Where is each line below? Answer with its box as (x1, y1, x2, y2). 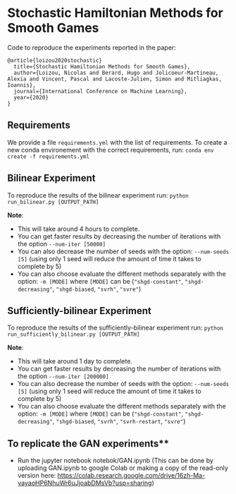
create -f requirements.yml (7, 153, 90, 160)
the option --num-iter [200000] (17, 372, 109, 380)
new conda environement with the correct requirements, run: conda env (7, 145, 214, 154)
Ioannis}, (7, 81, 37, 89)
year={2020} (13, 94, 49, 101)
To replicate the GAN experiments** (7, 438, 170, 450)
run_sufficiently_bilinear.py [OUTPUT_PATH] (7, 331, 140, 338)
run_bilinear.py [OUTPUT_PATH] (7, 198, 99, 205)
